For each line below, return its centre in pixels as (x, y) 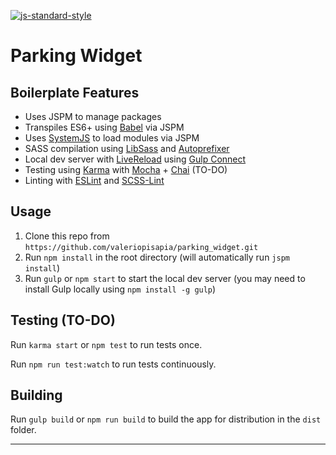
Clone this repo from (67, 236)
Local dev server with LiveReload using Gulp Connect (135, 159)
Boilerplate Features (75, 92)
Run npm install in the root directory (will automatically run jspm (157, 257)
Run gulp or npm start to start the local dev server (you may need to (165, 278)
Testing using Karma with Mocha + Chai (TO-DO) (126, 169)
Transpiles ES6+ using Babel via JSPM (104, 127)
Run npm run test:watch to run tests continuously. (113, 364)
